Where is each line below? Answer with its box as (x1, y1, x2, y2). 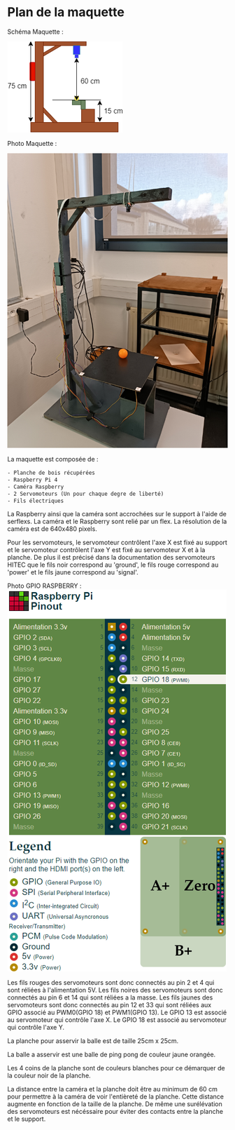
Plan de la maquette (7, 4, 124, 20)
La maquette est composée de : (7, 455, 99, 463)
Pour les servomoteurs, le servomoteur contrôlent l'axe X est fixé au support (7, 538, 227, 546)
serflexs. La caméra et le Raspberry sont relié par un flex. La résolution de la (7, 517, 227, 525)
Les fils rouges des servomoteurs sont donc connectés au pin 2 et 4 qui (7, 978, 215, 986)
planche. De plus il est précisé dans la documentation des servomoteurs (7, 553, 215, 561)
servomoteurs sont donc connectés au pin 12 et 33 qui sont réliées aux (7, 1000, 212, 1009)
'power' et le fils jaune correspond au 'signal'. (7, 567, 138, 576)
